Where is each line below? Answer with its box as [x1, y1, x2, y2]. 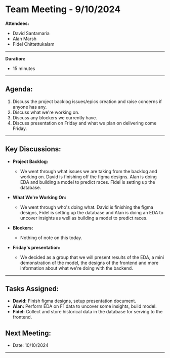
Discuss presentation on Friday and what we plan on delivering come [12, 120, 157, 126]
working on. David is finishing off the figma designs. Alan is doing [20, 174, 157, 180]
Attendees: [5, 20, 29, 26]
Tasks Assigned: [5, 284, 59, 293]
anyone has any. [12, 104, 47, 110]
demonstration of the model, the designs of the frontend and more [20, 259, 159, 266]
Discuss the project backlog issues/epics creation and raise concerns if [12, 98, 162, 105]
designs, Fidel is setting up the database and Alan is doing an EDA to [20, 209, 163, 215]
